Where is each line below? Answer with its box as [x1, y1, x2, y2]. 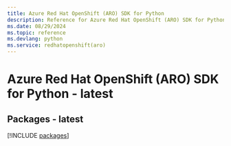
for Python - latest [7, 86, 113, 101]
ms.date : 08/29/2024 [7, 23, 67, 29]
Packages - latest [7, 113, 84, 125]
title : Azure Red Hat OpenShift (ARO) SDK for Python [7, 10, 165, 17]
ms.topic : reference [7, 29, 67, 36]
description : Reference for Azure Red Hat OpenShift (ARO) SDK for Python [7, 16, 226, 23]
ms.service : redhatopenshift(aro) [7, 42, 107, 49]
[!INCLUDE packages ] [7, 132, 69, 139]
